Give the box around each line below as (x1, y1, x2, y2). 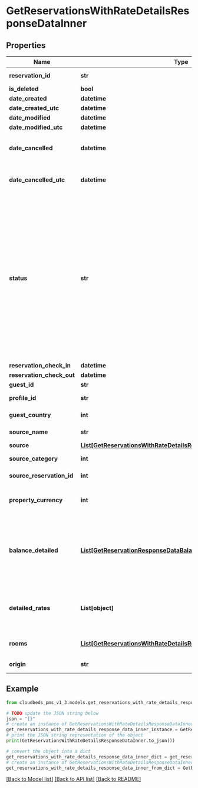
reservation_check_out (9, 371, 75, 379)
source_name (9, 428, 48, 436)
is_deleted (9, 85, 39, 93)
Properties (6, 40, 46, 50)
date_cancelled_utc (9, 176, 65, 184)
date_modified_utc (9, 123, 63, 131)
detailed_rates (9, 604, 51, 612)
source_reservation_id (9, 471, 74, 480)
